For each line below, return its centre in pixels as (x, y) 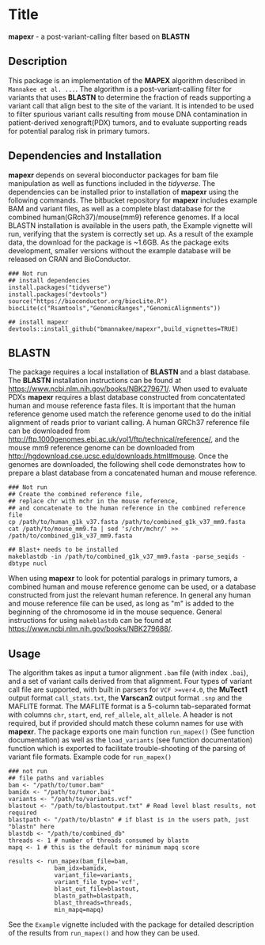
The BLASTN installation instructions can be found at (95, 381)
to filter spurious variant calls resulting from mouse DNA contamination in (128, 114)
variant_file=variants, (93, 875)
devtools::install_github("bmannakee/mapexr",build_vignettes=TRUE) (123, 329)
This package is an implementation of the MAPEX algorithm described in (127, 80)
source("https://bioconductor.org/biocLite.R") (88, 301)
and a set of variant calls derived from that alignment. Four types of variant (130, 681)
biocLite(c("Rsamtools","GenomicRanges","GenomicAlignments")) (115, 308)
